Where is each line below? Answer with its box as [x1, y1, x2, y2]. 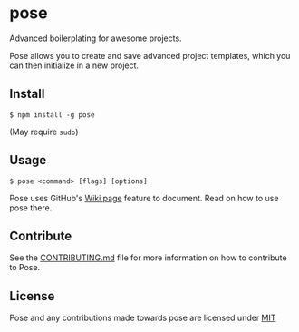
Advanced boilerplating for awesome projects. [9, 33, 183, 44]
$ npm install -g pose [9, 110, 95, 120]
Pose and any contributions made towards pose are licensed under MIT [9, 312, 276, 324]
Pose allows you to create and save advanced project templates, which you [9, 50, 291, 61]
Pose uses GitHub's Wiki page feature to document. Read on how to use [9, 192, 279, 203]
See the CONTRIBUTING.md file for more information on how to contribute [9, 252, 287, 263]
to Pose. [9, 262, 41, 273]
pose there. [9, 202, 53, 213]
